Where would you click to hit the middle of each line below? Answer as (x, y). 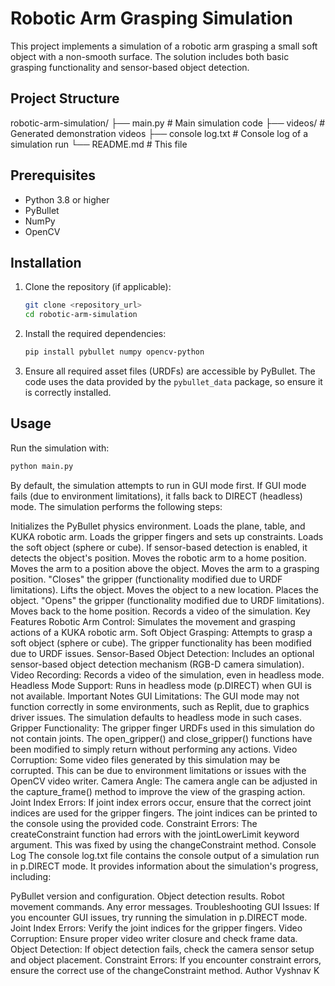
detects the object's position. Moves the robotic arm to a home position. (158, 558)
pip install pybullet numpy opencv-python (114, 352)
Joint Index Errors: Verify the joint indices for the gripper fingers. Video (156, 928)
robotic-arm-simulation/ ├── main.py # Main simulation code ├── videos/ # (168, 123)
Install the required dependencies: (95, 334)
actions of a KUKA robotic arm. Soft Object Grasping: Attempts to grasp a (161, 632)
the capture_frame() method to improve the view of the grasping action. (158, 791)
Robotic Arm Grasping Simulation (151, 18)
